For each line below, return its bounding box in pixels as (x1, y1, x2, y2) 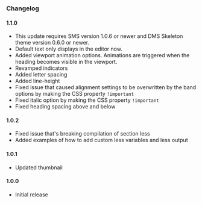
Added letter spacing (14, 71, 68, 78)
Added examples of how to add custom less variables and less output (14, 137, 188, 144)
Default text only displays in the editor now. (14, 45, 122, 52)
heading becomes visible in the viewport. (14, 58, 118, 66)
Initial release (14, 191, 48, 198)
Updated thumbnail (14, 164, 63, 171)
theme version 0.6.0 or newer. (14, 39, 89, 46)
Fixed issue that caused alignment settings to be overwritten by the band (14, 84, 197, 91)
